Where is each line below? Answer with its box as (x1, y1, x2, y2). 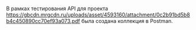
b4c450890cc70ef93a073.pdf (6, 18, 80, 24)
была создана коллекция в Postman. (81, 18, 173, 24)
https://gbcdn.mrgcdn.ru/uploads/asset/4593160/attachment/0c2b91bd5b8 (6, 11, 190, 18)
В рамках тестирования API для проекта (6, 5, 108, 12)
